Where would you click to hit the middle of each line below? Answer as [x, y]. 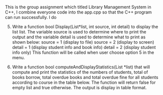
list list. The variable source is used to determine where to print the [79, 32]
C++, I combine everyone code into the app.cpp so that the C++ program [79, 12]
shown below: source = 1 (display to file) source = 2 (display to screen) [83, 42]
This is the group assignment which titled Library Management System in [78, 7]
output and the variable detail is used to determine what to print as [79, 37]
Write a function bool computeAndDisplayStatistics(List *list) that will [81, 67]
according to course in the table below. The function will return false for [84, 82]
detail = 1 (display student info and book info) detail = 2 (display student [84, 47]
